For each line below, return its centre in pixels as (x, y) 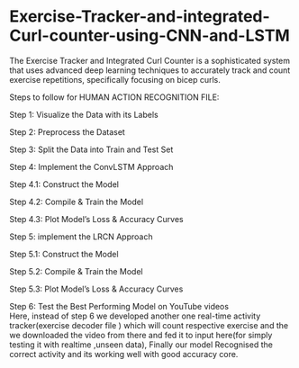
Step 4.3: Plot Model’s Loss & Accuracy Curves (96, 219)
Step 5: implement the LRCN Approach (81, 237)
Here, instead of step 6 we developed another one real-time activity (135, 316)
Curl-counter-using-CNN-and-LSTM (149, 36)
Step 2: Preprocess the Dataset (68, 131)
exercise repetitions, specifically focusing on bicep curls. (115, 79)
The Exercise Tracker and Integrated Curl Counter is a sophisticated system (150, 60)
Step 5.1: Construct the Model (64, 254)
